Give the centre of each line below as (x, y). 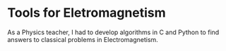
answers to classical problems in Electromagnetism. (83, 39)
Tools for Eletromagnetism (87, 13)
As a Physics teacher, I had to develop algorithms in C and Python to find (113, 32)
